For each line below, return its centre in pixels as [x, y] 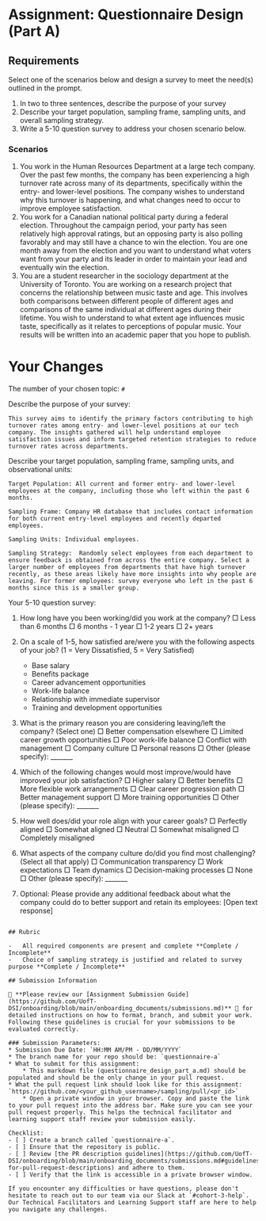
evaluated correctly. [44, 1029]
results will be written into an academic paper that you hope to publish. [135, 335]
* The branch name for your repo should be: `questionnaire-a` [115, 1057]
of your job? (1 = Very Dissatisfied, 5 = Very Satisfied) [107, 651]
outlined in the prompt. [45, 88]
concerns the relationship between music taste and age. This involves [133, 293]
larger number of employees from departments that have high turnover [127, 567]
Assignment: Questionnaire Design [126, 15]
